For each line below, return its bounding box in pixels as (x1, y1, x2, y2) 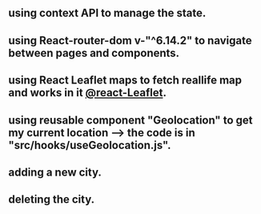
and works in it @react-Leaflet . (8, 86, 167, 99)
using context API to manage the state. (8, 6, 207, 20)
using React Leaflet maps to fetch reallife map (8, 74, 243, 87)
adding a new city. (8, 165, 102, 179)
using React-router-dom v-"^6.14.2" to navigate (8, 34, 252, 47)
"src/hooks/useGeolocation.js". (8, 138, 171, 151)
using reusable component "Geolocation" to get (8, 113, 253, 127)
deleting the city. (8, 192, 94, 207)
